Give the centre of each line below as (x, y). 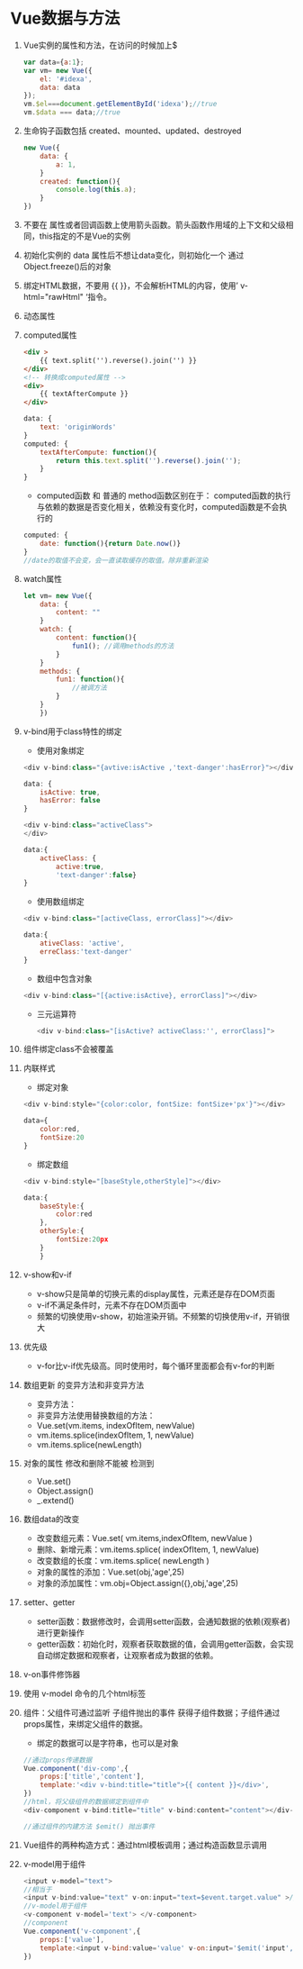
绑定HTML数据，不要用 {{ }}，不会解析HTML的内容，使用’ (131, 286)
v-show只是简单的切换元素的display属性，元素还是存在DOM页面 (156, 1293)
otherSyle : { (62, 1231)
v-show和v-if (48, 1275)
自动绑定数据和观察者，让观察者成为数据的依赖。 (127, 1655)
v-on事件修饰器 (52, 1674)
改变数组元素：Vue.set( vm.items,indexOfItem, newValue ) (144, 1538)
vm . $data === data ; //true (71, 113)
